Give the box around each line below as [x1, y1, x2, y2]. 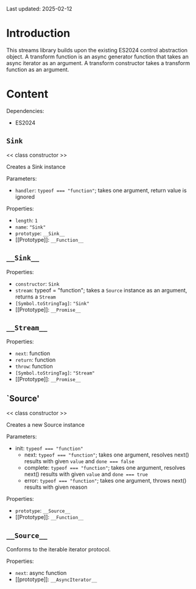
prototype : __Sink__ [15, 229, 65, 236]
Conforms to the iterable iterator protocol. [6, 545, 111, 553]
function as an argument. [6, 66, 69, 73]
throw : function [15, 363, 53, 370]
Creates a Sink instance [6, 163, 66, 170]
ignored [15, 193, 35, 200]
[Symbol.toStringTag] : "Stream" [15, 369, 96, 376]
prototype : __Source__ [15, 507, 71, 514]
